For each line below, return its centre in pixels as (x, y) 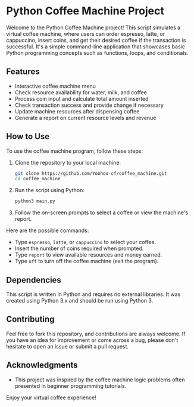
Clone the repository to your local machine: (68, 162)
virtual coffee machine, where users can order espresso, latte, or (86, 33)
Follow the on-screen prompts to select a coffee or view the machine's (101, 212)
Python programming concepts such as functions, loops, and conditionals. (97, 53)
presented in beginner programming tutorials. (71, 386)
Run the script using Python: (49, 190)
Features (23, 72)
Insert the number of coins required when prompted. (79, 248)
